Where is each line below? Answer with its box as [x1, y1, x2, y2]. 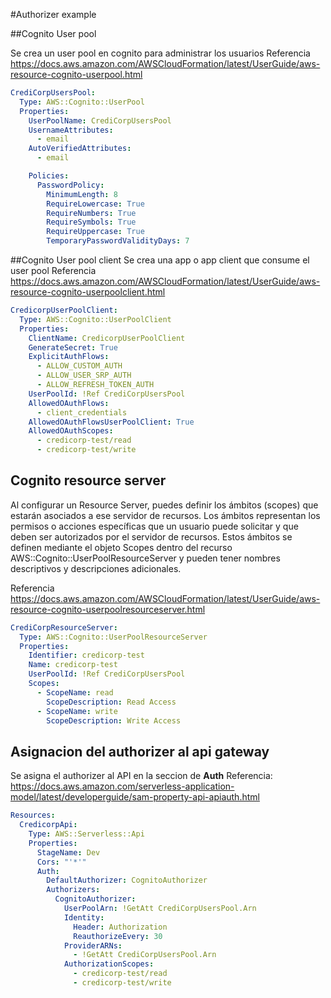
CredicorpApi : [19, 820, 78, 830]
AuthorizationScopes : [63, 959, 155, 969]
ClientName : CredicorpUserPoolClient [28, 333, 186, 343]
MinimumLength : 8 [46, 189, 118, 199]
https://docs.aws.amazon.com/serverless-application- [10, 780, 235, 793]
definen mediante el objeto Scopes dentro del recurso [10, 541, 233, 553]
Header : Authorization [73, 922, 168, 932]
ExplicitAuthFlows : [28, 352, 110, 362]
